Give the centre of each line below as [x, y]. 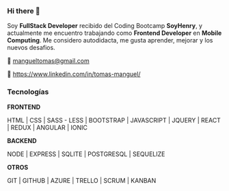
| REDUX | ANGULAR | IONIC [47, 127]
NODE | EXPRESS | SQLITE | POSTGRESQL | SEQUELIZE [86, 154]
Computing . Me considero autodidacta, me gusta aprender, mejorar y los [110, 40]
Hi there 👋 [24, 11]
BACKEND [22, 140]
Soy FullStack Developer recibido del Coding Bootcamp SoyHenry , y [105, 26]
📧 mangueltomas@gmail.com [49, 61]
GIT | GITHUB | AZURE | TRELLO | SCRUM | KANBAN [82, 180]
